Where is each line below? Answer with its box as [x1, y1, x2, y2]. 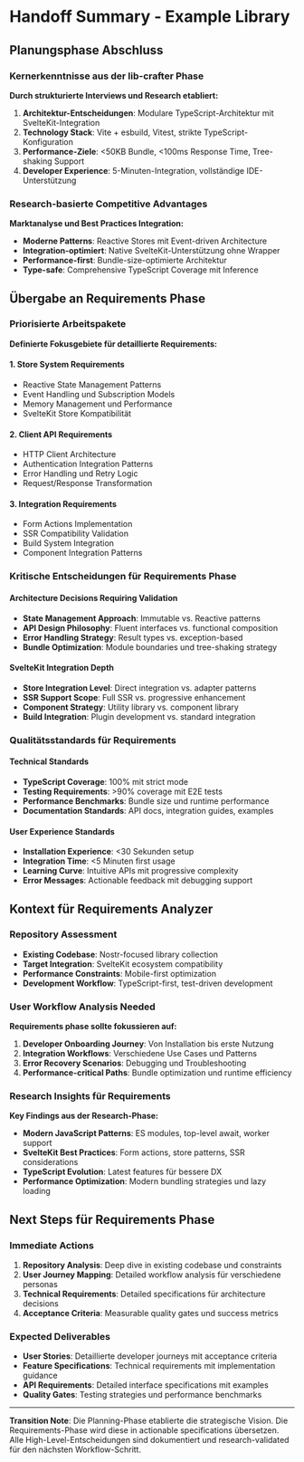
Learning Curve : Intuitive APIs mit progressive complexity [22, 865, 239, 876]
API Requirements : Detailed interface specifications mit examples [22, 1380, 269, 1390]
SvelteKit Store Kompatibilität [22, 408, 132, 419]
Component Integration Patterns [22, 548, 143, 559]
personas [22, 1279, 59, 1290]
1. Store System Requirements [9, 359, 125, 370]
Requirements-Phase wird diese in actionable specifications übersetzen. [9, 1425, 280, 1436]
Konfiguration [22, 136, 74, 147]
